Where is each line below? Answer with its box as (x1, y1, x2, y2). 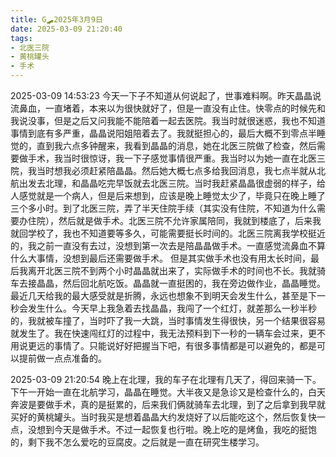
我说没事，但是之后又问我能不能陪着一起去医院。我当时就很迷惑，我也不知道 (10, 115, 326, 126)
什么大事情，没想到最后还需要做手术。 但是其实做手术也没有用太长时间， (10, 252, 311, 264)
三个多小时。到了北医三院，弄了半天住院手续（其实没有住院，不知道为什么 (10, 202, 317, 214)
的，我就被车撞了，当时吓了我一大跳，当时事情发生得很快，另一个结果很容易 (10, 315, 326, 326)
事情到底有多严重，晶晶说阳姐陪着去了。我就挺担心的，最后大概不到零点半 (10, 127, 317, 139)
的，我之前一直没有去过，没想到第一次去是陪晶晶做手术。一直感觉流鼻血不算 (10, 240, 326, 251)
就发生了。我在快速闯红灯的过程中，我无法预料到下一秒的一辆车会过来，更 (10, 327, 317, 339)
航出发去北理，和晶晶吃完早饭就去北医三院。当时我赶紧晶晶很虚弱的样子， (10, 177, 317, 189)
